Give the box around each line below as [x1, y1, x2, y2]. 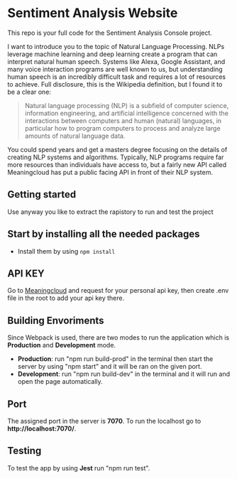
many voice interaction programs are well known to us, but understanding [7, 65, 223, 73]
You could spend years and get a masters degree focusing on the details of [7, 145, 228, 154]
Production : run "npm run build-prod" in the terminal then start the [17, 355, 214, 363]
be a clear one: [7, 87, 52, 96]
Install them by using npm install [17, 247, 116, 255]
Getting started [7, 188, 77, 200]
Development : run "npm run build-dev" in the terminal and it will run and [17, 370, 231, 378]
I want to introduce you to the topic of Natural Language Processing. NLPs [7, 42, 225, 50]
